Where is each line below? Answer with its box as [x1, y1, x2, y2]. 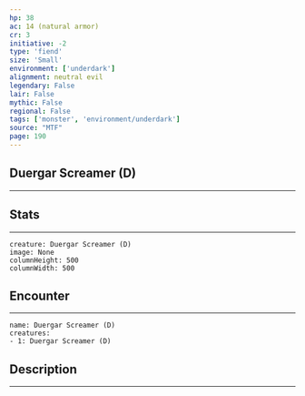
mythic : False [9, 97, 64, 107]
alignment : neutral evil [9, 73, 103, 82]
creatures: [9, 329, 51, 338]
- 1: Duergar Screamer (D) [9, 337, 112, 346]
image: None [9, 248, 54, 257]
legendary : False [9, 81, 75, 90]
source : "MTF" [9, 124, 64, 133]
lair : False [9, 89, 54, 98]
